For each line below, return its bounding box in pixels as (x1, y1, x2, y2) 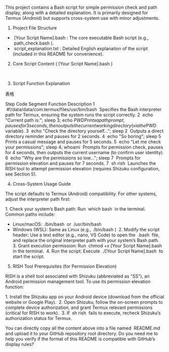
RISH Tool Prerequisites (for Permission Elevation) (12, 263, 117, 269)
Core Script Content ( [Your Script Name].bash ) (12, 61, 113, 66)
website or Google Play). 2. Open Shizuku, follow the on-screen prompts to (5, 299, 163, 305)
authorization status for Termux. (5, 315, 72, 321)
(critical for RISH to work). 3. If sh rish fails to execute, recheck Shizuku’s (5, 310, 161, 316)
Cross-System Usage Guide (12, 181, 71, 187)
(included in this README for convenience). (12, 51, 104, 57)
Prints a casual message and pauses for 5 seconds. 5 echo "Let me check (5, 139, 161, 145)
